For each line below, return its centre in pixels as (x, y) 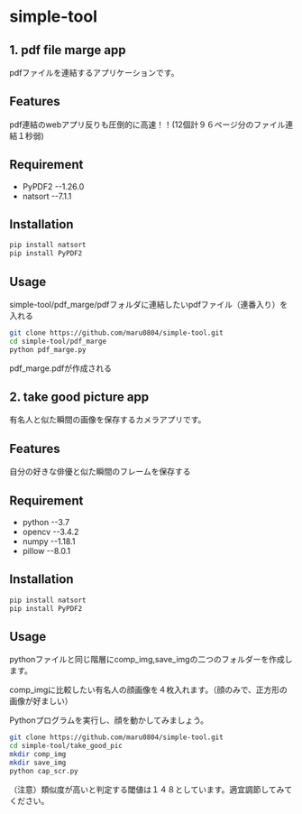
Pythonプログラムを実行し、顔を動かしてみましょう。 (109, 720)
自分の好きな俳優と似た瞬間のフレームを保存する (100, 472)
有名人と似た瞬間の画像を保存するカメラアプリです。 (108, 420)
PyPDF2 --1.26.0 (53, 186)
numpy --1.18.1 (49, 541)
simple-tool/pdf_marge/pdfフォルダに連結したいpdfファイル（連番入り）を (149, 305)
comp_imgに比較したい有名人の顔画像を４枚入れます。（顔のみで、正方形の (149, 690)
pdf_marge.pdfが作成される (61, 368)
